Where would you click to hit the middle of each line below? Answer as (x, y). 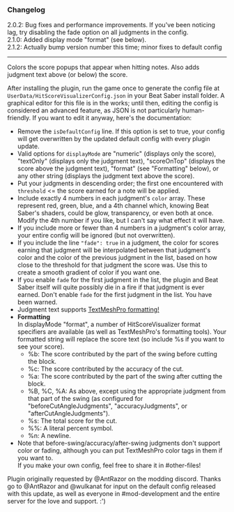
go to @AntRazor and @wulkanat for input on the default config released (111, 486)
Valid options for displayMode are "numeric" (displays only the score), (117, 154)
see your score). (41, 346)
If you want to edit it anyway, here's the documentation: (112, 118)
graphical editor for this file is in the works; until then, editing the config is (113, 103)
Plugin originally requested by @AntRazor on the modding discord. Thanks (114, 479)
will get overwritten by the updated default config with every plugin (114, 139)
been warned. (37, 302)
